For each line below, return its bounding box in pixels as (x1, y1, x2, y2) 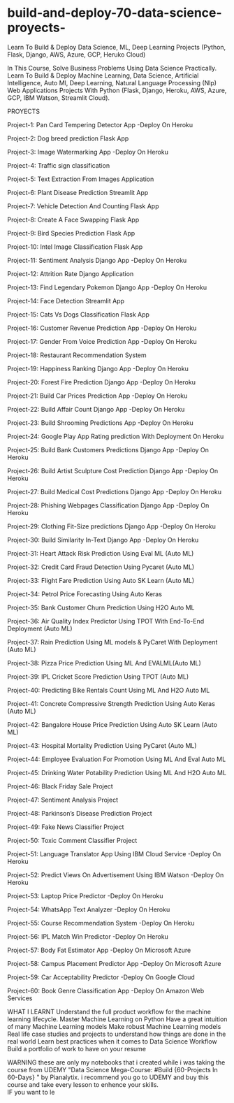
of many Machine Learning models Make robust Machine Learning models (7, 1022, 221, 1030)
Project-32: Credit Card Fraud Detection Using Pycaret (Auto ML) (7, 563, 195, 571)
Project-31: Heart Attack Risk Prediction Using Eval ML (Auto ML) (7, 549, 194, 557)
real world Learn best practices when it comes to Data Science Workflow (7, 1037, 218, 1046)
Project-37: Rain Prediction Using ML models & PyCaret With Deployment (7, 637, 218, 646)
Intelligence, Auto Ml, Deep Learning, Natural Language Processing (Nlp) (7, 78, 217, 87)
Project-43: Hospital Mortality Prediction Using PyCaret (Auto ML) (7, 741, 197, 749)
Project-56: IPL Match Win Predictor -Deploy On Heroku (7, 932, 169, 941)
